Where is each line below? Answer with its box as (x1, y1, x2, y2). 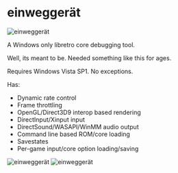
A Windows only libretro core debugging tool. (7, 40, 136, 49)
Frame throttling (16, 101, 63, 109)
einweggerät (7, 5, 81, 21)
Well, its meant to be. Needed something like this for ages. (7, 53, 172, 62)
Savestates (16, 137, 49, 145)
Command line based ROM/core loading (16, 130, 130, 138)
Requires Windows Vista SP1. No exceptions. (7, 67, 133, 75)
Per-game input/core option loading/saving (16, 144, 139, 152)
